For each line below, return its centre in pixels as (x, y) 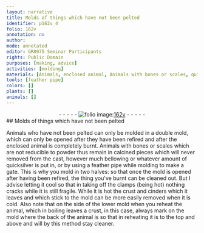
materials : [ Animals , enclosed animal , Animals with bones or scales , (97, 74)
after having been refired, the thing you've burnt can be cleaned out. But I (98, 178)
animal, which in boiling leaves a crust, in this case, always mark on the (95, 210)
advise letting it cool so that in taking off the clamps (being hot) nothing (96, 184)
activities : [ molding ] (35, 69)
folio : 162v (21, 29)
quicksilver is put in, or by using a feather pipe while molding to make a (95, 165)
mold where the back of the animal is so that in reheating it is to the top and (101, 217)
